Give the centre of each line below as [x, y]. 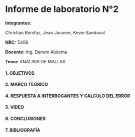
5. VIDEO [14, 107]
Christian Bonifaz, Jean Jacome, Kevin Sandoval [55, 32]
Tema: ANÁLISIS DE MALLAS [35, 61]
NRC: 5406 [17, 42]
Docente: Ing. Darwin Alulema [36, 52]
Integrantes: [18, 23]
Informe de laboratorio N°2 [62, 9]
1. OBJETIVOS [20, 73]
